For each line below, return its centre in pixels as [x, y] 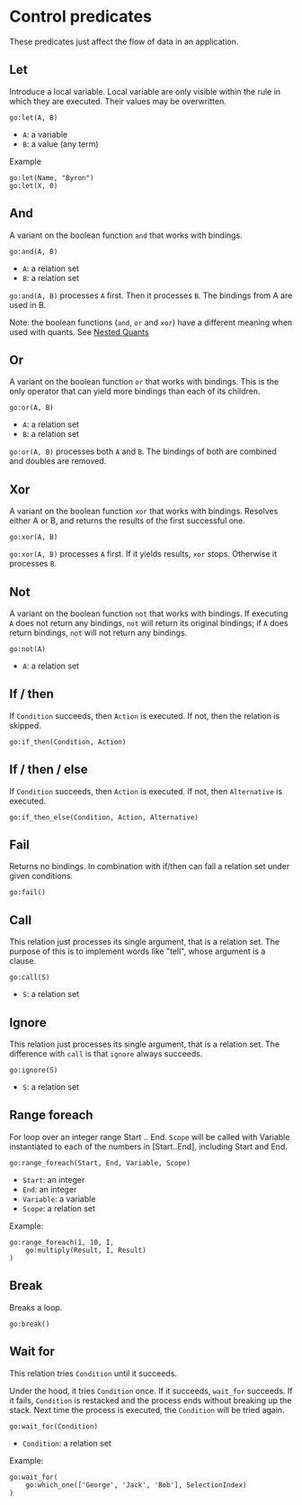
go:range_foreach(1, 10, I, [62, 1242]
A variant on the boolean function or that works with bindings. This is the [144, 382]
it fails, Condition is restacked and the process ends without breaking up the [151, 1400]
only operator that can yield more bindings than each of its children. [135, 391]
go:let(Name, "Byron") [52, 177]
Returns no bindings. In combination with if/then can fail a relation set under [150, 866]
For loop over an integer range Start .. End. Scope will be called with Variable [150, 1137]
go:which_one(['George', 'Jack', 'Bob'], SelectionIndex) [136, 1485]
